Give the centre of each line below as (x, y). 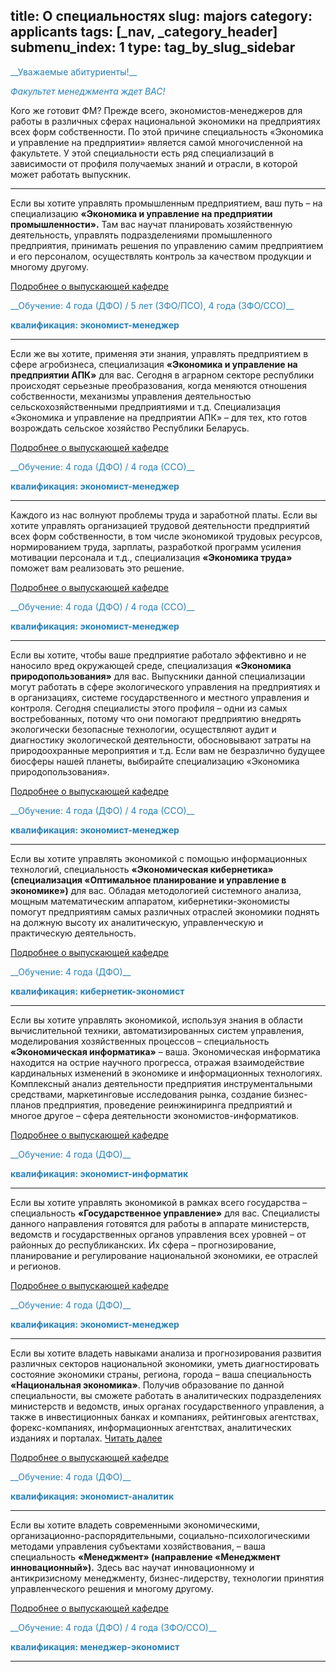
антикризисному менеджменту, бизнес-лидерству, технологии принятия (167, 1578)
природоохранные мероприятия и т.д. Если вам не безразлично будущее (168, 750)
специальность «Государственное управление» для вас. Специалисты (165, 1213)
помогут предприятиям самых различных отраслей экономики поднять (165, 911)
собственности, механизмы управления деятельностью (131, 396)
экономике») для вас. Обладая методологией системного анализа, (156, 890)
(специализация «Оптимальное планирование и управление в (148, 880)
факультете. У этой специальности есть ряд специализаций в (142, 153)
